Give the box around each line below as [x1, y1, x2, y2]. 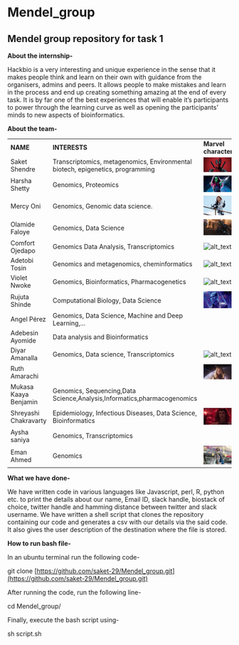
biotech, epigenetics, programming [52, 164, 155, 173]
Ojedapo [10, 246, 36, 255]
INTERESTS [52, 143, 87, 152]
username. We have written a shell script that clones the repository [7, 510, 204, 518]
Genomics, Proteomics [52, 180, 119, 189]
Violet [10, 273, 28, 282]
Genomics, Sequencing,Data [52, 386, 137, 395]
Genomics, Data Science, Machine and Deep [52, 311, 184, 320]
